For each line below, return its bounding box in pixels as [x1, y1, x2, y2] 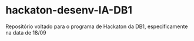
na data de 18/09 [5, 29, 46, 36]
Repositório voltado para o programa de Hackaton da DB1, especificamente [5, 23, 188, 30]
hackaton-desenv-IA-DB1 [5, 4, 133, 17]
